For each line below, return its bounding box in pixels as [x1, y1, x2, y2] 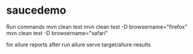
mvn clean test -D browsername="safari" [6, 29, 108, 36]
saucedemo [6, 4, 67, 17]
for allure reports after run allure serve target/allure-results [6, 41, 151, 48]
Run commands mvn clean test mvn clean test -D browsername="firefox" [6, 23, 188, 30]
